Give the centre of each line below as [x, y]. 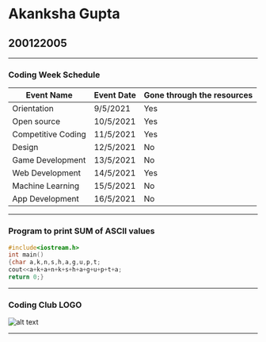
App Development [46, 199]
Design [25, 148]
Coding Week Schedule [54, 75]
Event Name [49, 95]
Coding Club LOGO [45, 305]
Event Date [115, 95]
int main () [26, 255]
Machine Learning [46, 186]
